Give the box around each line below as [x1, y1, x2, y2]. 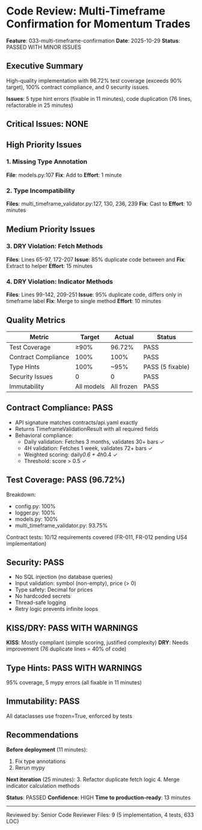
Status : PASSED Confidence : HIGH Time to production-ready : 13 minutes [6, 794, 191, 801]
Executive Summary [6, 61, 84, 71]
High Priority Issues [6, 139, 82, 150]
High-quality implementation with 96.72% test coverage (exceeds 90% [6, 77, 182, 84]
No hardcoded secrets [14, 593, 71, 600]
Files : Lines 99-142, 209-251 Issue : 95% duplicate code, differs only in [6, 291, 182, 298]
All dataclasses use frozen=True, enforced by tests [6, 712, 132, 720]
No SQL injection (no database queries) [14, 573, 113, 581]
